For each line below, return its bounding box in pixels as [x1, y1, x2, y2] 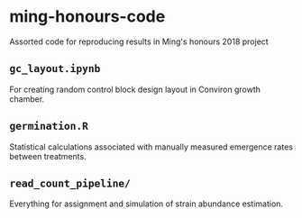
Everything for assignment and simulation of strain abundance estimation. [9, 198, 284, 209]
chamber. [9, 93, 45, 104]
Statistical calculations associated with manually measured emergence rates [9, 141, 293, 152]
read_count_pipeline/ [9, 177, 131, 190]
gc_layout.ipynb [9, 62, 101, 76]
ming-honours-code [9, 6, 166, 27]
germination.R [9, 120, 88, 132]
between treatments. [9, 150, 87, 161]
